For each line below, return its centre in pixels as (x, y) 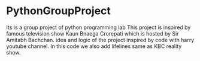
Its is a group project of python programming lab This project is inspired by (99, 27)
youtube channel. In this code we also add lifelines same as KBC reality (94, 46)
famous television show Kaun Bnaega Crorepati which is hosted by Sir (93, 33)
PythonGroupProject (58, 11)
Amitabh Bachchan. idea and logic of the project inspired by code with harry (100, 40)
